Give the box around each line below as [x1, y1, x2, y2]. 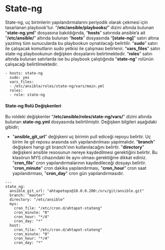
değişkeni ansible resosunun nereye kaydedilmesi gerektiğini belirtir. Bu [12, 149, 158, 155]
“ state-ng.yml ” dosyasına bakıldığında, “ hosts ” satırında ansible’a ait [5, 30, 146, 36]
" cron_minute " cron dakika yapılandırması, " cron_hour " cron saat [12, 165, 147, 171]
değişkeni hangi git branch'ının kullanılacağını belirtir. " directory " [12, 144, 144, 150]
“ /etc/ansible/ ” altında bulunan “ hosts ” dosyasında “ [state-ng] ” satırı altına [5, 35, 159, 41]
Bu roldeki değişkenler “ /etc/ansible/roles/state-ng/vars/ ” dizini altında [5, 114, 152, 120]
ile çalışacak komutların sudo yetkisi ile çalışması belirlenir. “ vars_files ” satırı [5, 45, 161, 51]
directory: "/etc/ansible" [9, 197, 65, 202]
